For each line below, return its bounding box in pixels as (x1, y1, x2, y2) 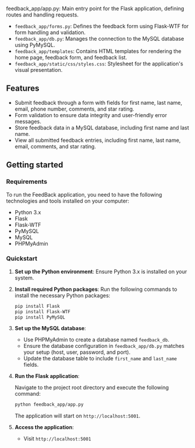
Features (6, 84, 39, 94)
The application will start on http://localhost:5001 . (14, 412, 141, 420)
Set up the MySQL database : (14, 325, 87, 332)
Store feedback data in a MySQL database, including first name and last (14, 124, 190, 131)
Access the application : (14, 424, 74, 431)
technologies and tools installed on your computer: (6, 197, 130, 204)
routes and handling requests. (6, 11, 79, 18)
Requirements (6, 178, 48, 186)
